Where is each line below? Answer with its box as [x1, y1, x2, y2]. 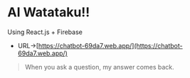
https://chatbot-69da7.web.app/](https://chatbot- [38, 41, 183, 50]
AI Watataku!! [7, 4, 90, 21]
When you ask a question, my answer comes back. [24, 62, 174, 71]
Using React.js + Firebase [7, 28, 83, 36]
